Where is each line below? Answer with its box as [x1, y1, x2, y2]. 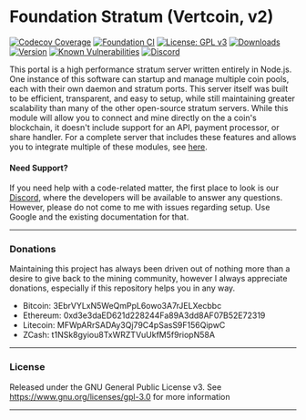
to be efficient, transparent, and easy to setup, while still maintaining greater [9, 93, 296, 104]
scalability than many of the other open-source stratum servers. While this [9, 102, 289, 113]
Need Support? [9, 162, 68, 173]
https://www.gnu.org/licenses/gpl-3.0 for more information [9, 391, 230, 402]
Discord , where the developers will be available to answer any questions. [9, 192, 283, 203]
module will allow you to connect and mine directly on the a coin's [9, 112, 258, 123]
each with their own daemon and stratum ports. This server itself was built [9, 83, 289, 94]
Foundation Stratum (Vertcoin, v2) [9, 6, 274, 27]
